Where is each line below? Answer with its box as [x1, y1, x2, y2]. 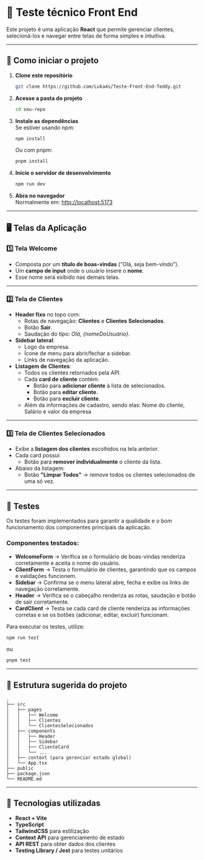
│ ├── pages [6, 707, 42, 713]
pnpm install [15, 158, 49, 164]
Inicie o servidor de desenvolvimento [15, 169, 111, 177]
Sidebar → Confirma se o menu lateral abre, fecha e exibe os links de [15, 579, 189, 586]
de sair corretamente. [15, 598, 70, 605]
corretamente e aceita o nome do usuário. [15, 559, 120, 566]
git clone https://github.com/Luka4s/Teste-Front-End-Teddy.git [15, 83, 182, 90]
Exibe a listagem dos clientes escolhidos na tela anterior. [15, 445, 159, 453]
